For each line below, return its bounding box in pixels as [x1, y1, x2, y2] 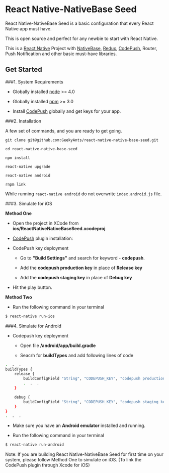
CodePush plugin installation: [12, 235, 73, 241]
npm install [5, 155, 30, 160]
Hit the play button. [12, 284, 53, 290]
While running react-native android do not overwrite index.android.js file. [5, 191, 162, 197]
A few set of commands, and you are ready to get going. [5, 127, 122, 134]
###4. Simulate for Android [5, 323, 62, 329]
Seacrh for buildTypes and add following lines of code [20, 352, 134, 358]
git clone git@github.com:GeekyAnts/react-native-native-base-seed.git [5, 138, 158, 143]
